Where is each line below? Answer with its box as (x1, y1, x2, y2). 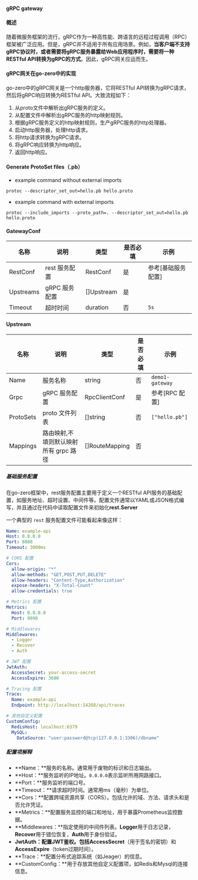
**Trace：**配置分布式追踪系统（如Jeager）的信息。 (14, 853, 146, 860)
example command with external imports (14, 199, 114, 206)
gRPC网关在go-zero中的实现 (6, 70, 77, 77)
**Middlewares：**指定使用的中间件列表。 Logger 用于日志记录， (14, 823, 174, 830)
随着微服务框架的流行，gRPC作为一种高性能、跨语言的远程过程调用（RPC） (6, 33, 190, 40)
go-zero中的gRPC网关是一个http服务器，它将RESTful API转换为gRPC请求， (6, 85, 190, 91)
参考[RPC (151, 389, 178, 397)
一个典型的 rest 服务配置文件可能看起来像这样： (6, 516, 123, 523)
